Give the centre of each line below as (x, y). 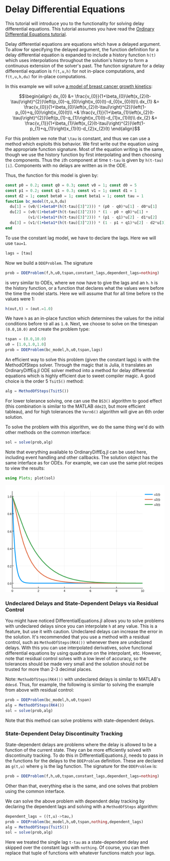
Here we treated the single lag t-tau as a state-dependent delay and (77, 842)
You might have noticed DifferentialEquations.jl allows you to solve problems (85, 621)
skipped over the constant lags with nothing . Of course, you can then (77, 848)
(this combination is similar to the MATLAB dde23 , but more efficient (75, 406)
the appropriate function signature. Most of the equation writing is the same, (85, 149)
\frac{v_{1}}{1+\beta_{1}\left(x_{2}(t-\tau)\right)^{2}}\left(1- (85, 123)
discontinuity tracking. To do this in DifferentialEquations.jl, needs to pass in (84, 755)
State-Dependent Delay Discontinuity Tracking (64, 733)
